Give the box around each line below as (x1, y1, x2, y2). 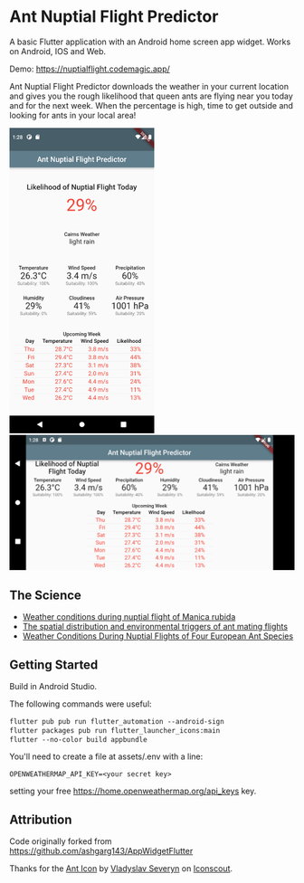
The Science (9, 588, 81, 603)
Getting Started (9, 657, 99, 672)
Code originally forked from (9, 836, 112, 847)
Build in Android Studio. (9, 681, 98, 692)
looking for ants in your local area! (9, 109, 137, 120)
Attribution (9, 812, 72, 827)
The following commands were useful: (9, 698, 152, 709)
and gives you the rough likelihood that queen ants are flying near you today (9, 90, 294, 101)
